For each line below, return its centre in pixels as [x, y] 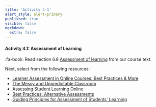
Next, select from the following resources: [47, 69]
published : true [22, 19]
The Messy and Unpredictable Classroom [54, 84]
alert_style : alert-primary [34, 14]
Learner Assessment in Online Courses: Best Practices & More [75, 78]
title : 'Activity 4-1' [28, 10]
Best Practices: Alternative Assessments [53, 94]
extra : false [23, 33]
